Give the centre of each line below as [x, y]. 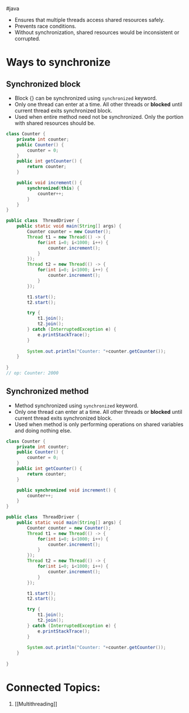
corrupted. [28, 39]
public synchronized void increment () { [66, 490]
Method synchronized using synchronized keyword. [76, 406]
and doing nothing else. [43, 430]
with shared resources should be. [55, 123]
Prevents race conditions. [45, 26]
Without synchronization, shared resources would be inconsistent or [97, 32]
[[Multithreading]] [36, 704]
